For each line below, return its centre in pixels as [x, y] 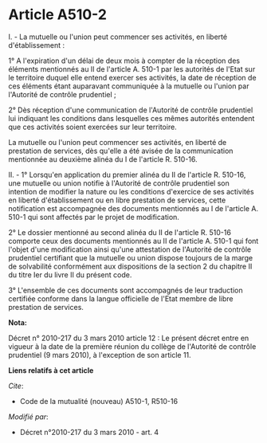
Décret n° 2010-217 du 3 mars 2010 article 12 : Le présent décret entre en [129, 338]
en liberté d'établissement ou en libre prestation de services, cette [117, 200]
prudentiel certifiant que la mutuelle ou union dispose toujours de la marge [131, 257]
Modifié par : [29, 417]
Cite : [16, 386]
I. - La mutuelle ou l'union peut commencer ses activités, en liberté [118, 37]
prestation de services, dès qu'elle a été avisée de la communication [121, 151]
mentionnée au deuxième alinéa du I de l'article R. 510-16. [103, 159]
